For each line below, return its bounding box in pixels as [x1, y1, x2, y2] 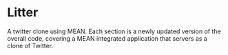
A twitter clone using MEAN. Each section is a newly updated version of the [7, 27, 222, 35]
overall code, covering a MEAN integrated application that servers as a [7, 34, 208, 42]
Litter [7, 5, 39, 20]
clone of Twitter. [7, 41, 54, 50]
